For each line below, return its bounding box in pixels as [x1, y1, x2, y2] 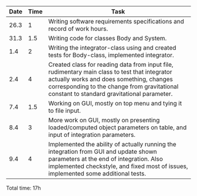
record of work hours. [48, 25, 108, 33]
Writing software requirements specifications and [48, 18, 185, 25]
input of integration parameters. [48, 131, 136, 139]
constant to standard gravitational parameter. [48, 90, 173, 98]
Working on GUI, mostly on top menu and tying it [48, 99, 182, 107]
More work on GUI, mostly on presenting [48, 116, 160, 124]
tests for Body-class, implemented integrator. [48, 51, 174, 59]
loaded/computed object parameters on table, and [48, 123, 187, 131]
